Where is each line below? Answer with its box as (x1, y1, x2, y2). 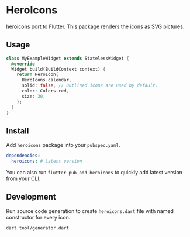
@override (11, 61, 35, 67)
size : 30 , (21, 93, 46, 99)
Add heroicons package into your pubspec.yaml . (6, 142, 120, 149)
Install (6, 126, 29, 136)
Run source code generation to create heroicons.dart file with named (6, 207, 174, 214)
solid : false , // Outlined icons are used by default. (21, 83, 158, 88)
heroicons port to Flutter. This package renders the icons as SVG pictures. (6, 23, 185, 30)
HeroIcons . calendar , (21, 77, 72, 83)
